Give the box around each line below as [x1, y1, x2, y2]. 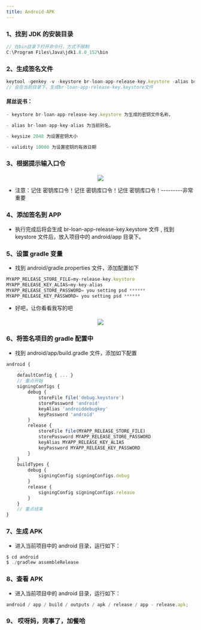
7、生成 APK [6, 527, 43, 536]
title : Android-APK [6, 8, 55, 15]
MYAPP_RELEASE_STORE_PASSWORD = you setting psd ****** [6, 287, 146, 293]
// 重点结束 [17, 506, 43, 512]
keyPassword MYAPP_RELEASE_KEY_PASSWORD [38, 445, 141, 451]
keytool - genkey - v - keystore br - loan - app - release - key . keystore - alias [6, 79, 189, 85]
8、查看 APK [6, 575, 44, 583]
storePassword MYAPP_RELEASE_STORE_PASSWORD [38, 434, 151, 440]
